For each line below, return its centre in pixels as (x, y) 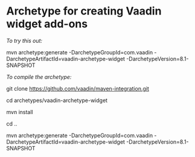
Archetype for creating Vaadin (84, 11)
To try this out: (24, 40)
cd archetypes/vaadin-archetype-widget (57, 100)
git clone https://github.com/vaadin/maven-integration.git (78, 88)
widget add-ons (47, 24)
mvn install (20, 112)
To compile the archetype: (39, 77)
